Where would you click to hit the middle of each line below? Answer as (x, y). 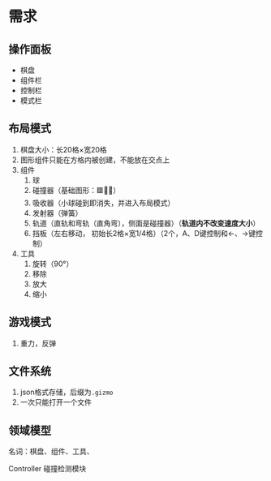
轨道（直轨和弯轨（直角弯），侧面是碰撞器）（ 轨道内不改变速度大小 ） (146, 223)
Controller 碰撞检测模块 (47, 469)
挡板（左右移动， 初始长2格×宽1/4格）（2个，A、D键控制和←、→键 (144, 233)
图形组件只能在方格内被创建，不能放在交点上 (95, 160)
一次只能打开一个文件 (56, 402)
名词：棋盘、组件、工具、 (51, 452)
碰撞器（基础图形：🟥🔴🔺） (76, 190)
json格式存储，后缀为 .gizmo (67, 392)
